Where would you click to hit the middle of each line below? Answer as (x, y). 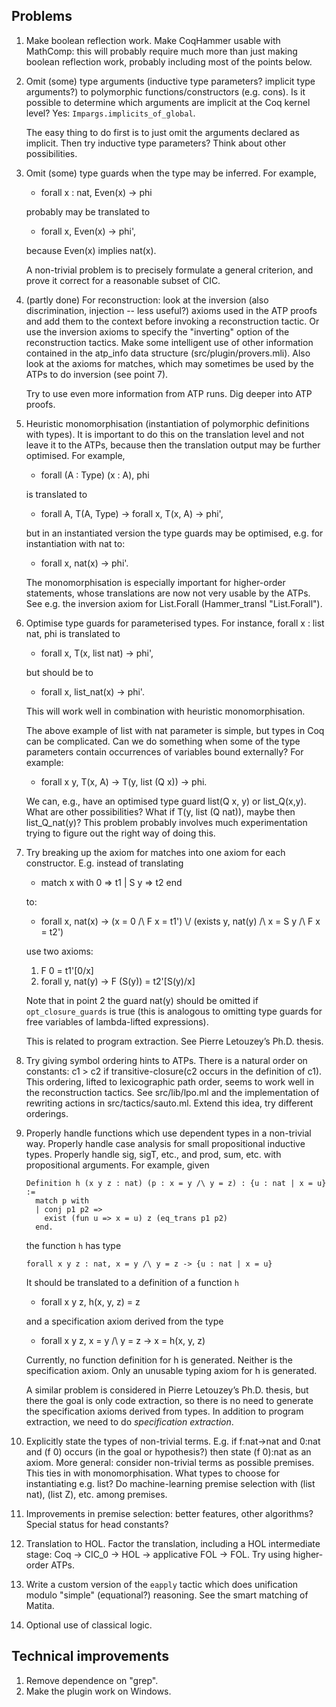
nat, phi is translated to (73, 633)
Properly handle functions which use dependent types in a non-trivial (168, 1133)
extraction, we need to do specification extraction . (129, 1421)
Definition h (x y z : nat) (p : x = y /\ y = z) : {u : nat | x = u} (176, 1183)
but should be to (59, 672)
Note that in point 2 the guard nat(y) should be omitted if (142, 1000)
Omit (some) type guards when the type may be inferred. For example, (171, 173)
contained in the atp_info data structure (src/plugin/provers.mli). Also (168, 353)
